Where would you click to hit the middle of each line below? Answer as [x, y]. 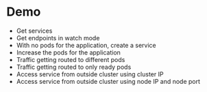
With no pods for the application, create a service [86, 45]
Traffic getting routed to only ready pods [74, 67]
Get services [34, 31]
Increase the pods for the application [69, 52]
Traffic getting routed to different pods [71, 59]
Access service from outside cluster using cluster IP [90, 74]
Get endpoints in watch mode [58, 37]
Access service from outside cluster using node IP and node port [108, 81]
